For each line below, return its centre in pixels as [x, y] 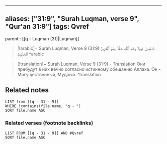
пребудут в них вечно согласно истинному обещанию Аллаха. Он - [89, 69]
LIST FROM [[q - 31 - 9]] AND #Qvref [44, 133]
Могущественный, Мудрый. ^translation [59, 74]
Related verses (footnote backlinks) [49, 123]
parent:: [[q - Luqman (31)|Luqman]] [42, 38]
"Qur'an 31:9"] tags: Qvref [47, 27]
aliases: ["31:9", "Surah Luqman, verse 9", [72, 19]
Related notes [27, 90]
